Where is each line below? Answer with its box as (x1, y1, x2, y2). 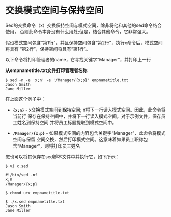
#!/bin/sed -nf (5, 172, 38, 177)
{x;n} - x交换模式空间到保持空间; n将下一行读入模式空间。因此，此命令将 (12, 106, 166, 113)
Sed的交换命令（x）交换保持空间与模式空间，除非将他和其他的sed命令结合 (5, 22, 162, 28)
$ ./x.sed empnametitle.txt (5, 199, 65, 204)
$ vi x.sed (5, 163, 28, 169)
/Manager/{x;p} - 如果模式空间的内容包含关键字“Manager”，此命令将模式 (12, 130, 166, 136)
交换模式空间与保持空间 (5, 5, 104, 16)
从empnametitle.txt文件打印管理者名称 (5, 67, 88, 74)
